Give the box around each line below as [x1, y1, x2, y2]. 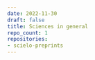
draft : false [7, 17, 45, 23]
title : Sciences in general [7, 23, 89, 30]
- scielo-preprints [7, 42, 64, 49]
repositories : [7, 36, 49, 43]
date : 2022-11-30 [7, 10, 58, 17]
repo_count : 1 [7, 29, 49, 37]
